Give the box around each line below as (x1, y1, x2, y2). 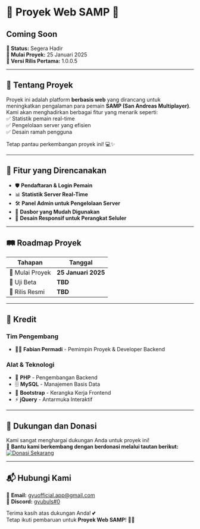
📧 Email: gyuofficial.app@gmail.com (6, 492, 95, 499)
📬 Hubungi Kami (6, 473, 71, 483)
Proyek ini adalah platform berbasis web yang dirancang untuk (6, 96, 161, 103)
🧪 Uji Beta (9, 278, 37, 286)
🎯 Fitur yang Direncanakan (6, 166, 107, 176)
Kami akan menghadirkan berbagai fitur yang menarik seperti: (6, 108, 158, 115)
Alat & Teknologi (6, 361, 55, 369)
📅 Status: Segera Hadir (6, 45, 63, 52)
